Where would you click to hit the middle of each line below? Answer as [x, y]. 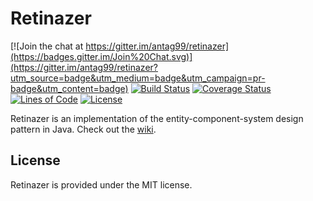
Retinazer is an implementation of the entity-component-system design [157, 118]
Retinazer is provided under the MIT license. [101, 184]
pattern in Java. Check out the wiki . [83, 129]
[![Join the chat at [47, 46]
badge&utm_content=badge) [69, 88]
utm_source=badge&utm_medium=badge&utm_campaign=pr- [138, 78]
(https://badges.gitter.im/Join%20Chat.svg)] [101, 56]
